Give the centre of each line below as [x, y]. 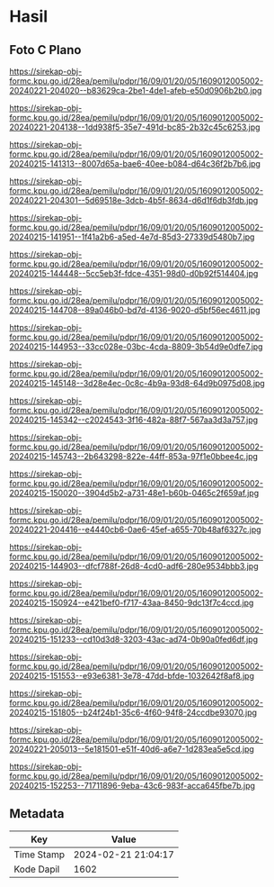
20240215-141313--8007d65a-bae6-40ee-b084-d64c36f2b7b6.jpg [135, 163]
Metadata [37, 814]
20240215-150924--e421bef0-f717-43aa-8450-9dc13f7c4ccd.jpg [132, 602]
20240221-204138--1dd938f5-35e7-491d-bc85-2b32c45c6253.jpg [135, 127]
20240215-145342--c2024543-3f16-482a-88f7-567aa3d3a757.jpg [134, 420]
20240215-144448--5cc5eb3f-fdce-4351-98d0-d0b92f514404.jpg [134, 273]
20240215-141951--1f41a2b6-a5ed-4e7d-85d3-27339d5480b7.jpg [132, 237]
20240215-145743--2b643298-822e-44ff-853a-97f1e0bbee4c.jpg [134, 456]
